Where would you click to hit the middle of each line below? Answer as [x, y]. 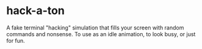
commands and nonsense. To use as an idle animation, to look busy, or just [101, 34]
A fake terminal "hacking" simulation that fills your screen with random [95, 28]
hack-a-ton [36, 11]
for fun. [16, 40]
